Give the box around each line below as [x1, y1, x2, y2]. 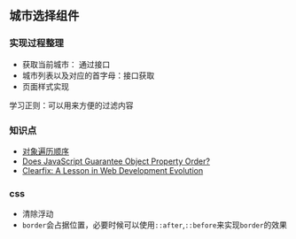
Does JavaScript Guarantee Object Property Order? [21, 156, 211, 166]
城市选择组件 [9, 8, 80, 24]
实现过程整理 [9, 37, 65, 50]
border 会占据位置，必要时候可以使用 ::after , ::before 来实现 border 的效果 [21, 220, 288, 230]
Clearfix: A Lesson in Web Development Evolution [21, 165, 204, 175]
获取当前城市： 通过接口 [21, 58, 111, 69]
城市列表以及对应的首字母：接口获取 [21, 70, 155, 81]
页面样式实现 [21, 81, 69, 91]
